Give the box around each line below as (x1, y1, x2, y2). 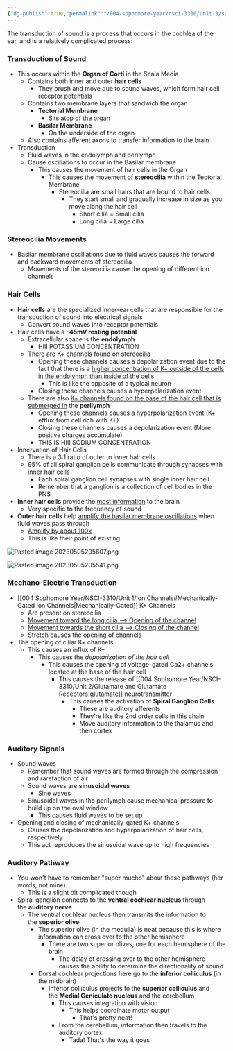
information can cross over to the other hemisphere (37, 932, 185, 941)
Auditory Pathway (7, 858, 69, 868)
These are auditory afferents (79, 704, 161, 712)
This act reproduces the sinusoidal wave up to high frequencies (27, 841, 210, 849)
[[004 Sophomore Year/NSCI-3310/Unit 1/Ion (17, 594, 146, 602)
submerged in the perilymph (27, 401, 110, 409)
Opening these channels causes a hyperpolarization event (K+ (37, 409, 216, 417)
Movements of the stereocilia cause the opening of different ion (27, 265, 210, 273)
